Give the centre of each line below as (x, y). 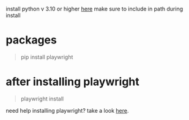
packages (31, 40)
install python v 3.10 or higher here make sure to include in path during (94, 9)
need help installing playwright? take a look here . (67, 110)
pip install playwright (47, 57)
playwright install (42, 99)
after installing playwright (73, 82)
